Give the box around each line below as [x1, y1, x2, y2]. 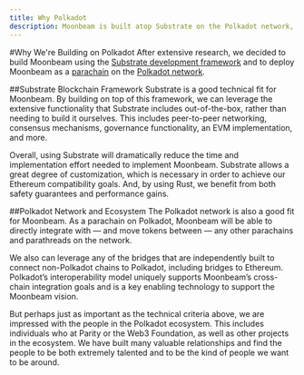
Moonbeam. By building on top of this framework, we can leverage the [9, 93, 273, 104]
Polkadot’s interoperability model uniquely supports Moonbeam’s [9, 271, 252, 282]
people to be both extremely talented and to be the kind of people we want [9, 347, 289, 358]
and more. [9, 132, 48, 143]
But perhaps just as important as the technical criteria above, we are [9, 308, 265, 319]
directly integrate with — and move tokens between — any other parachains [9, 224, 294, 236]
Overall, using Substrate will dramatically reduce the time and [9, 149, 239, 160]
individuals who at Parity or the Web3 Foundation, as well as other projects [9, 328, 289, 339]
